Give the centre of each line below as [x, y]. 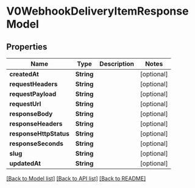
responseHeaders [36, 124]
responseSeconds [37, 143]
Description [117, 64]
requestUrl [25, 104]
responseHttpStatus [40, 134]
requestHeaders [34, 84]
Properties [27, 47]
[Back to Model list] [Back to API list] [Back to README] [76, 179]
